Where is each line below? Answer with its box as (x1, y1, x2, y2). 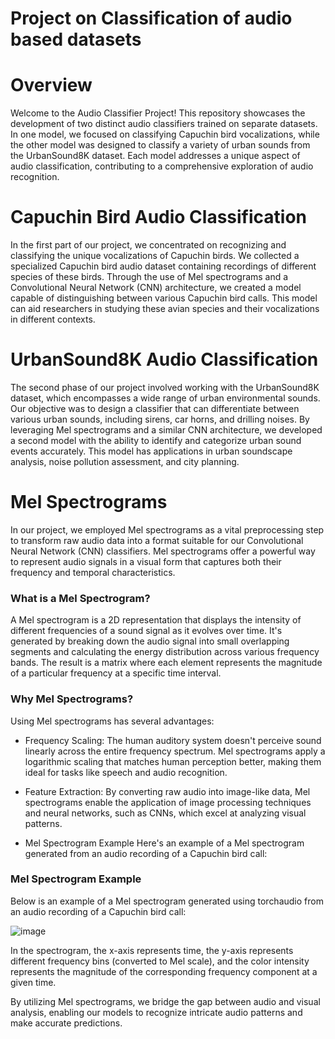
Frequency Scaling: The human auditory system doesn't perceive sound (24, 734, 322, 746)
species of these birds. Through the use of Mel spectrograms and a (10, 271, 289, 283)
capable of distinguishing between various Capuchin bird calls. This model (10, 292, 318, 304)
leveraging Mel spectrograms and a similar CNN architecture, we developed (10, 424, 323, 436)
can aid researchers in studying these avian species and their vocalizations (10, 303, 320, 315)
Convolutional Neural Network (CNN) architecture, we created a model (10, 282, 302, 294)
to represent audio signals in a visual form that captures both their (10, 555, 282, 567)
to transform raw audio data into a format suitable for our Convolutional (10, 534, 304, 546)
